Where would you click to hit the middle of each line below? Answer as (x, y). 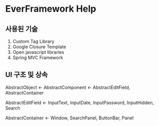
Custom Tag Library (33, 41)
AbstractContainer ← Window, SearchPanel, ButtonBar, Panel (70, 118)
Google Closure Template (39, 47)
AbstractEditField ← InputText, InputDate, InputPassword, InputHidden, (80, 103)
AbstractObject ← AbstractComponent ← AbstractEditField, (68, 87)
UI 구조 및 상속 (26, 75)
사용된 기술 (22, 29)
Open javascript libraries (38, 52)
